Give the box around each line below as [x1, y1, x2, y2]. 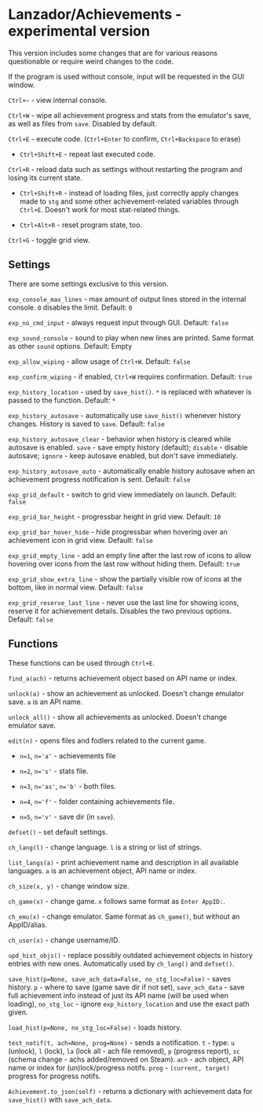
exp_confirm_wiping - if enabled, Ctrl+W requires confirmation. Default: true [8, 372, 253, 381]
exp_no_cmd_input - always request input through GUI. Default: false [8, 317, 229, 327]
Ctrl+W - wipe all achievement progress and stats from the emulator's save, [8, 110, 251, 119]
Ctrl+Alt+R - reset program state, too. [19, 220, 143, 229]
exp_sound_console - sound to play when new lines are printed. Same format [8, 332, 254, 343]
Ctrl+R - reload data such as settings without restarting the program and [8, 164, 243, 174]
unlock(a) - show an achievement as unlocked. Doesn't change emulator [8, 688, 245, 698]
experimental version [8, 22, 151, 40]
